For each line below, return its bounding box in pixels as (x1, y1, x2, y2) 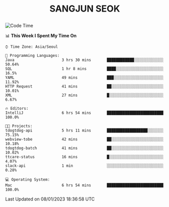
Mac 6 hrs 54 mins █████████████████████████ (5, 183, 164, 188)
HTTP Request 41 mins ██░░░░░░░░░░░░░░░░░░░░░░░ (5, 84, 164, 89)
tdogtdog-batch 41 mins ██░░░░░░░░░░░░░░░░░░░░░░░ (5, 146, 164, 151)
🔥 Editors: (5, 106, 29, 111)
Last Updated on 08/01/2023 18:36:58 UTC (5, 196, 95, 202)
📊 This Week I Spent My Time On (5, 33, 77, 39)
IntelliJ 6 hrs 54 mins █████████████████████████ (5, 110, 164, 116)
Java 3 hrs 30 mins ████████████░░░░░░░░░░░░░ (5, 57, 164, 63)
